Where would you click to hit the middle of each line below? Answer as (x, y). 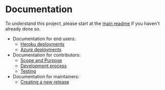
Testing (28, 71)
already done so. (23, 28)
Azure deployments (41, 49)
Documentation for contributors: (46, 55)
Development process (43, 66)
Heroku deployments (42, 44)
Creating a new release (45, 82)
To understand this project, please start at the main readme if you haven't (82, 23)
